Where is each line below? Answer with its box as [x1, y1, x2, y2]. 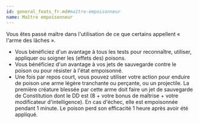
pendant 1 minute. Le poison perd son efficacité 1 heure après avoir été [14, 105, 188, 112]
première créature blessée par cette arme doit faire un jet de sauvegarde [14, 86, 193, 93]
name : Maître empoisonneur [6, 14, 73, 20]
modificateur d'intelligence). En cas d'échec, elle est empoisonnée [14, 98, 178, 105]
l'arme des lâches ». [6, 37, 56, 44]
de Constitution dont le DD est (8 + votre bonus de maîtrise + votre [14, 92, 179, 99]
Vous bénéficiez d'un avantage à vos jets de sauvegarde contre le [14, 60, 177, 68]
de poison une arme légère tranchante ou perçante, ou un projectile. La [14, 79, 189, 86]
